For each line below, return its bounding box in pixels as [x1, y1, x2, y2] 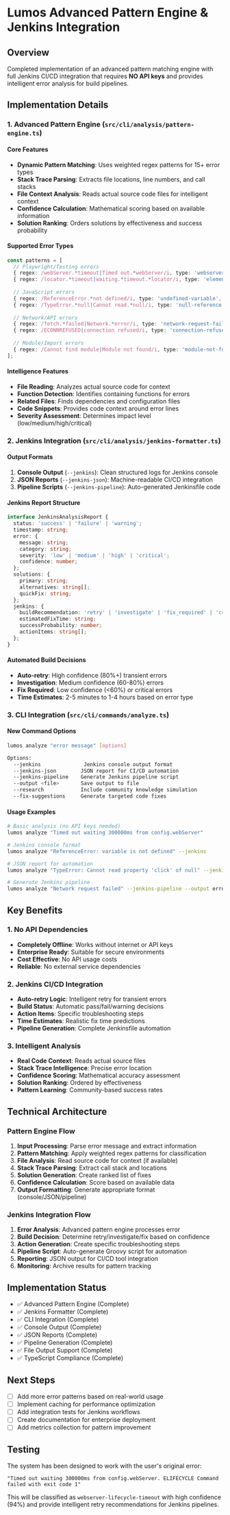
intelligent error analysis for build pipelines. [7, 79, 129, 87]
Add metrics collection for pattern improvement [16, 1423, 151, 1431]
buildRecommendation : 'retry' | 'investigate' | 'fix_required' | [19, 609, 213, 616]
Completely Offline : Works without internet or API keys [16, 940, 173, 948]
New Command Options [7, 727, 77, 735]
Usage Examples [7, 807, 56, 816]
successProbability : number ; [19, 622, 103, 629]
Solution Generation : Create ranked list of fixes [16, 1171, 152, 1179]
